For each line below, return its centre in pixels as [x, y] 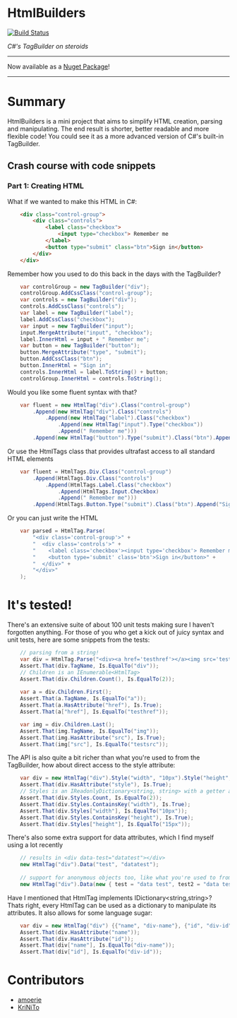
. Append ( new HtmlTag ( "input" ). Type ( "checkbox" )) [130, 425]
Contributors [46, 980]
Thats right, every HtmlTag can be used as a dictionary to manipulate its [112, 905]
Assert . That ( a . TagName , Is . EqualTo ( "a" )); [83, 699]
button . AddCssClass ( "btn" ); [61, 359]
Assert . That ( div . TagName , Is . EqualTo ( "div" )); [90, 666]
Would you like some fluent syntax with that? [72, 392]
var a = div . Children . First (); [66, 692]
